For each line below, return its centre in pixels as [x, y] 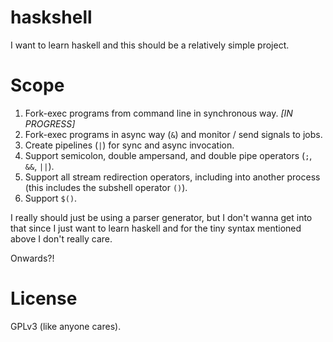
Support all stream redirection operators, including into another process [172, 177]
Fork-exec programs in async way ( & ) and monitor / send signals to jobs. [173, 134]
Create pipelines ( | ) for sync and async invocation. [129, 145]
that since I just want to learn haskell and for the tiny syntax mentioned [156, 228]
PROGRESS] [50, 123]
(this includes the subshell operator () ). [106, 187]
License [44, 298]
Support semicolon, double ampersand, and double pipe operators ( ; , [168, 155]
